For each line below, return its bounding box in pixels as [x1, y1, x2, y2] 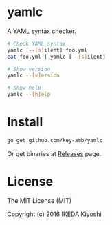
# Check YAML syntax [7, 40, 67, 47]
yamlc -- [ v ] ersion [7, 72, 60, 79]
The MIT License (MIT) [7, 196, 72, 204]
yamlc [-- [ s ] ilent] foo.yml [7, 46, 88, 54]
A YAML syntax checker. [7, 27, 77, 35]
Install [7, 115, 43, 130]
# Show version [7, 66, 51, 72]
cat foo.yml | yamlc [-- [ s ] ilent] [7, 53, 107, 60]
